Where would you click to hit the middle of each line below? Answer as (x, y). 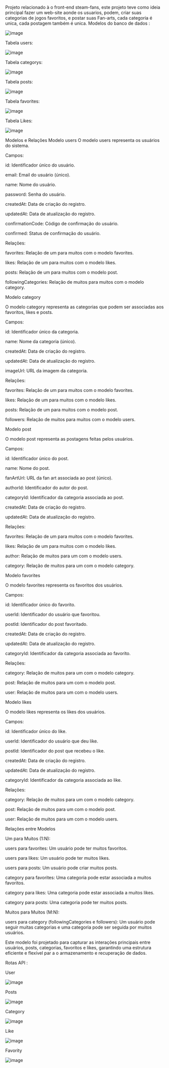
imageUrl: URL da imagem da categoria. (47, 371)
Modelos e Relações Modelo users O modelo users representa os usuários (82, 140)
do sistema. (17, 146)
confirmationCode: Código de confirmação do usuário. (62, 224)
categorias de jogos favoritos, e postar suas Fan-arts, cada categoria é (79, 18)
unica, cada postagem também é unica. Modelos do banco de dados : (78, 23)
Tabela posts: (19, 82)
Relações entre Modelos (30, 829)
